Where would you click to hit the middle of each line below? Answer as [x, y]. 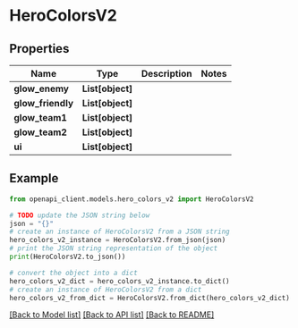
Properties [39, 49]
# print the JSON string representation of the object [114, 248]
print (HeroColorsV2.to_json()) [68, 257]
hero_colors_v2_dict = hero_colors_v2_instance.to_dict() [119, 281]
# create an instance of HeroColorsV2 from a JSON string [119, 232]
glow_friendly [44, 103]
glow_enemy [42, 88]
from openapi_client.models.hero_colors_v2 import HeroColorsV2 [132, 199]
